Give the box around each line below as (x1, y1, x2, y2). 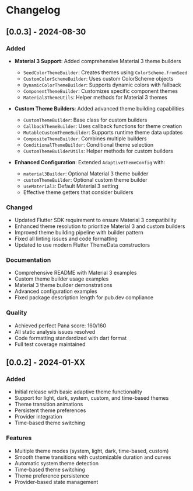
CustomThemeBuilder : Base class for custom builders (23, 116, 148, 123)
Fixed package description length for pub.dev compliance (14, 294, 153, 301)
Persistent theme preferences (14, 407, 86, 414)
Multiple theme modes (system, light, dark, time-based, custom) (14, 447, 169, 454)
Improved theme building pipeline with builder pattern (14, 229, 144, 236)
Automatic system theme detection (14, 459, 99, 466)
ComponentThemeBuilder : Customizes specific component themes (23, 87, 178, 94)
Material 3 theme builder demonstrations (14, 282, 113, 289)
